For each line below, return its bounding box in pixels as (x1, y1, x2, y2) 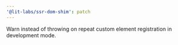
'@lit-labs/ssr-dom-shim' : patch (6, 8, 91, 15)
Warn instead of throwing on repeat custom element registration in (6, 25, 173, 32)
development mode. (6, 31, 56, 39)
